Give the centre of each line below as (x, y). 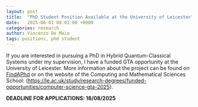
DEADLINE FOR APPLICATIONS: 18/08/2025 (61, 98)
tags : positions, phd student (43, 39)
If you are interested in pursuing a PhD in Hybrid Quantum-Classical (88, 56)
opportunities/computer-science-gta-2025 (58, 87)
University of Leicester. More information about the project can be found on (98, 68)
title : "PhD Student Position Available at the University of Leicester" (100, 17)
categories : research (33, 28)
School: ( (17, 81)
